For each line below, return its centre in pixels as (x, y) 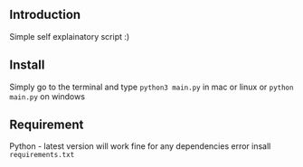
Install (27, 65)
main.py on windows (47, 96)
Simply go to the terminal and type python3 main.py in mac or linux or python (151, 87)
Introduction (45, 15)
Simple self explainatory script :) (70, 36)
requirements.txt (42, 155)
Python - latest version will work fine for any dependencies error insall (140, 146)
